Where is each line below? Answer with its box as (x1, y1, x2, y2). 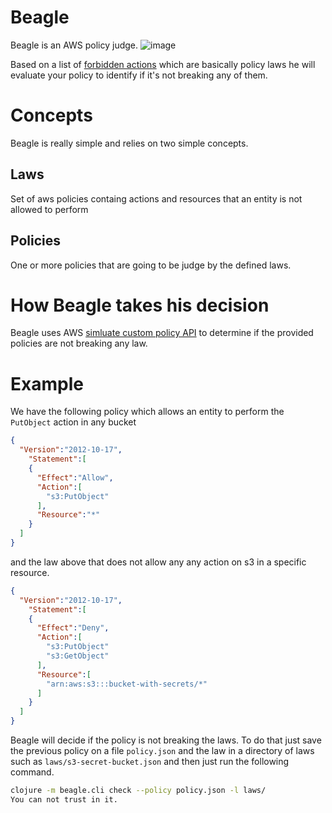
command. (10, 766, 55, 778)
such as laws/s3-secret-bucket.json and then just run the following (10, 756, 290, 767)
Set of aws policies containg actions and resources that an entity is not (10, 192, 303, 205)
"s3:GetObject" (46, 651, 110, 661)
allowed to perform (10, 203, 89, 215)
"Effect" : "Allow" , (36, 472, 114, 483)
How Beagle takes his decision (10, 294, 270, 316)
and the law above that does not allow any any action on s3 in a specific (10, 556, 307, 568)
